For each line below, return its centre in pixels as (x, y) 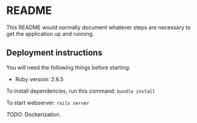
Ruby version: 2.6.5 (39, 79)
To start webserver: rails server (48, 102)
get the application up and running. (50, 33)
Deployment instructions (54, 53)
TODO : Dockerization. (34, 114)
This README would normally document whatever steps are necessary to (98, 27)
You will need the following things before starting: (68, 67)
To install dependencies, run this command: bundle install (81, 91)
